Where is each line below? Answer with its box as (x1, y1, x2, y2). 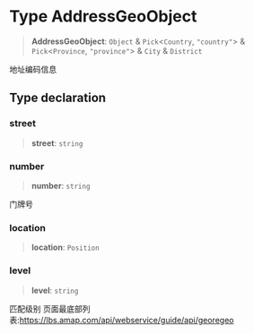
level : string (31, 285, 79, 295)
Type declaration (9, 90, 106, 106)
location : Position (31, 242, 101, 253)
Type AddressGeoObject (9, 6, 197, 27)
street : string (31, 137, 83, 149)
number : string (31, 180, 91, 191)
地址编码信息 (9, 64, 57, 74)
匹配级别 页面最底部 (9, 303, 83, 314)
